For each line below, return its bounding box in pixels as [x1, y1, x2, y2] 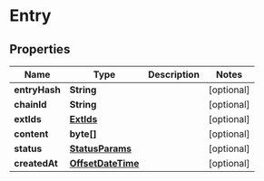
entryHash [14, 83, 61, 96]
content [14, 128, 49, 140]
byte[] [69, 128, 97, 140]
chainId [14, 99, 47, 110]
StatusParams [69, 142, 132, 155]
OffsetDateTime [69, 157, 140, 169]
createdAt [14, 157, 59, 169]
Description [148, 69, 200, 81]
